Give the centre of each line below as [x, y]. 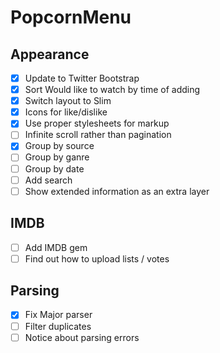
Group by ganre [57, 157]
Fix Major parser [58, 315]
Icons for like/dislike [66, 112]
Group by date [54, 168]
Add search [48, 180]
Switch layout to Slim [68, 101]
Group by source [59, 146]
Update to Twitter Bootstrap [82, 78]
